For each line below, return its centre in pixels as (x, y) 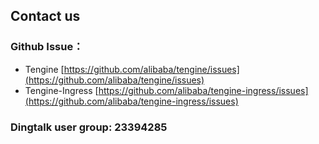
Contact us (45, 16)
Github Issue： (47, 47)
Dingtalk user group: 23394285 (89, 127)
